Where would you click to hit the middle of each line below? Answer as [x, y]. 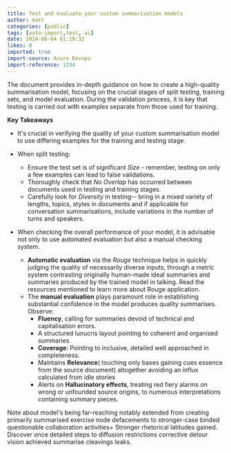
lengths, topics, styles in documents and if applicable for [108, 203]
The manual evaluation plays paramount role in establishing [113, 296]
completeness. [59, 355]
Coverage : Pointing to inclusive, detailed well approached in [123, 348]
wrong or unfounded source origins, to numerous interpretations [129, 392]
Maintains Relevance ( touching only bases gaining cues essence [130, 362]
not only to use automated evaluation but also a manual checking [109, 239]
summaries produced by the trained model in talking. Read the [116, 282]
